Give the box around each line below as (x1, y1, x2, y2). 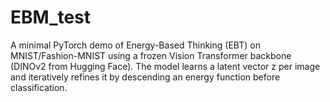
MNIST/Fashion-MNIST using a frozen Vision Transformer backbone (10, 49, 292, 61)
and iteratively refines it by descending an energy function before (10, 71, 281, 83)
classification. (10, 81, 68, 93)
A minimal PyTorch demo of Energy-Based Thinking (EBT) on (10, 39, 261, 51)
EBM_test (10, 6, 92, 29)
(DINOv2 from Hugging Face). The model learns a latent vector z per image (10, 60, 321, 72)
